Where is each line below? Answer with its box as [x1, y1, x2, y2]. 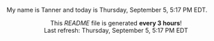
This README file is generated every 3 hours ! [50, 19, 182, 27]
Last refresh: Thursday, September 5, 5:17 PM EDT [44, 27, 188, 34]
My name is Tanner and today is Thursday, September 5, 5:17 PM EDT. [6, 6, 208, 14]
